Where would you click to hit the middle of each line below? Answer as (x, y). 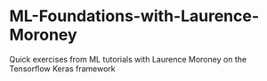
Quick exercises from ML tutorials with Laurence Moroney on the (128, 59)
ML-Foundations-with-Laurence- (134, 16)
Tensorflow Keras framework (62, 69)
